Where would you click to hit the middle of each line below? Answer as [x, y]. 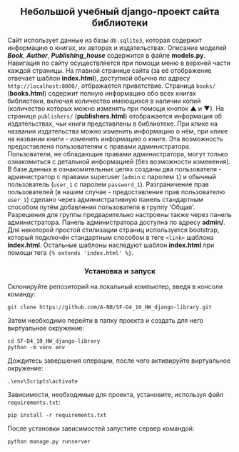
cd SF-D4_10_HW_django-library [54, 341]
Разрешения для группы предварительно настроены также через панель [119, 214]
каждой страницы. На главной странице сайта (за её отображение [110, 70]
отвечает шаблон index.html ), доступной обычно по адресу [99, 78]
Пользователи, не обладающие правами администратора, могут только [118, 154]
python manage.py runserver [49, 442]
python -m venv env [36, 348]
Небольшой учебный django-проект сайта [120, 12]
